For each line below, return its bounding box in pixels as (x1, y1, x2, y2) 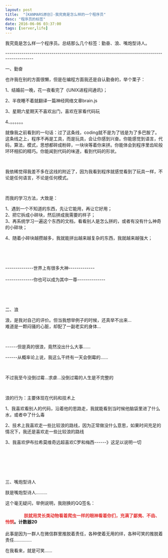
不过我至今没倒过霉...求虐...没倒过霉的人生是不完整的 (5, 375, 114, 381)
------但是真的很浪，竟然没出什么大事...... (5, 344, 91, 350)
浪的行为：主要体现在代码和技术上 (5, 395, 75, 401)
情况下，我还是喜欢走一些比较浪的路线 (5, 429, 84, 435)
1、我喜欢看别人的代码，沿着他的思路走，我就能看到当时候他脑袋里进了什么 (5, 406, 160, 412)
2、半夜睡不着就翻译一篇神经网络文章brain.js (5, 98, 97, 104)
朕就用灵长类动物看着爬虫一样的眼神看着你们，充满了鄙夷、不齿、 (23, 513, 160, 519)
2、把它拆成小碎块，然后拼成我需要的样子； (5, 212, 96, 218)
